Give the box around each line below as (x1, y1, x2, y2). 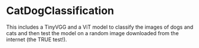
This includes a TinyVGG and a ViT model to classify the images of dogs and (6, 23, 194, 30)
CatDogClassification (6, 4, 115, 18)
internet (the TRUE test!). (6, 36, 67, 43)
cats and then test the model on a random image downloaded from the (6, 29, 179, 36)
